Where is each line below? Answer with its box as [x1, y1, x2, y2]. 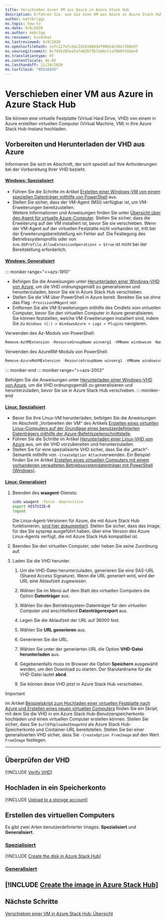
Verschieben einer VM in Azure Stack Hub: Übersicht [5, 911, 113, 917]
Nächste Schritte [5, 897, 58, 906]
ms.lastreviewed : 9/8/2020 [5, 40, 61, 45]
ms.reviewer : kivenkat [5, 35, 52, 40]
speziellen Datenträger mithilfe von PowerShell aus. [12, 194, 118, 200]
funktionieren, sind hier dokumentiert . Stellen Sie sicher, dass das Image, [12, 523, 161, 529]
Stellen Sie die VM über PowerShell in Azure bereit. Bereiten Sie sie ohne [12, 294, 161, 300]
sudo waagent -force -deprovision [12, 500, 83, 505]
